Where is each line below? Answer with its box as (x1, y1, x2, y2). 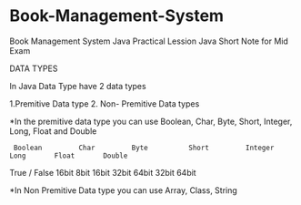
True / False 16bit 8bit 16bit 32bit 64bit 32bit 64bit (9, 167, 197, 178)
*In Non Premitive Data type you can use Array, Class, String (9, 184, 238, 196)
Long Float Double (9, 151, 128, 160)
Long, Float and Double (9, 125, 97, 137)
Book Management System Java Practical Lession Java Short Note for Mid (9, 36, 289, 46)
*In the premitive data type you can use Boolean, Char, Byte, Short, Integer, (9, 116, 293, 127)
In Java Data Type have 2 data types (9, 80, 147, 91)
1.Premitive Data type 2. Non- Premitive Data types (9, 97, 200, 109)
